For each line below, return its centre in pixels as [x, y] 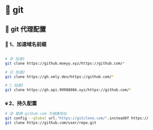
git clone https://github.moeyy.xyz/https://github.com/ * [65, 63]
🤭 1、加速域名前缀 [26, 44]
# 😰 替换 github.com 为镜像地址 [36, 114]
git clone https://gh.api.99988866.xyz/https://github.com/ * [68, 90]
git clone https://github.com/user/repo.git [51, 123]
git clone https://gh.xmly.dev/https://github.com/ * [59, 77]
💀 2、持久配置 [21, 103]
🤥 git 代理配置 [25, 29]
